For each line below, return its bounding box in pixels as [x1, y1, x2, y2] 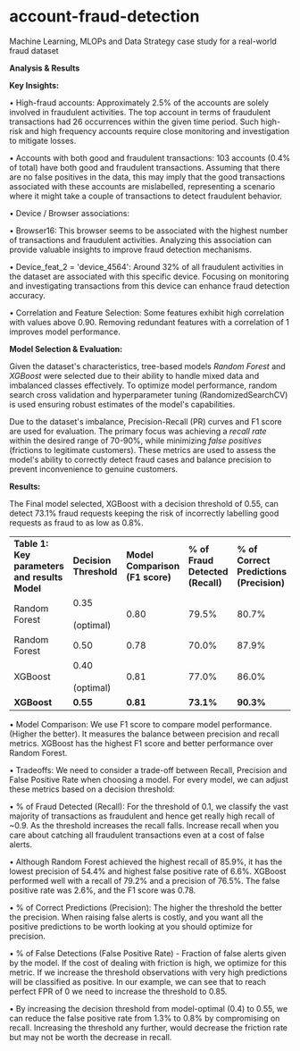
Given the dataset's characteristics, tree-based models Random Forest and [9, 360, 286, 372]
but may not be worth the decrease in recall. [9, 1031, 172, 1042]
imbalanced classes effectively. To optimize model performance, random [9, 380, 278, 391]
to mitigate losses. [9, 135, 77, 146]
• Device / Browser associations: [9, 207, 130, 218]
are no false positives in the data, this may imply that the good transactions [9, 172, 286, 182]
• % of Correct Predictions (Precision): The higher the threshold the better [9, 902, 283, 912]
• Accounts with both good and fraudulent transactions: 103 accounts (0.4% [9, 152, 291, 163]
